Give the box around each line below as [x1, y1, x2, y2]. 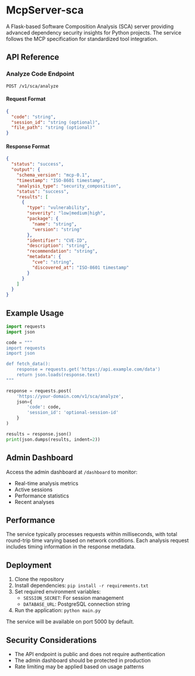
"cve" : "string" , [32, 259, 75, 265]
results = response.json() [6, 431, 72, 437]
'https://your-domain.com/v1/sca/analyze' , [16, 393, 124, 399]
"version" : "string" [32, 227, 82, 232]
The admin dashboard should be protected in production [14, 657, 151, 664]
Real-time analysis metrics [14, 479, 79, 486]
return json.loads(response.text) [16, 372, 100, 378]
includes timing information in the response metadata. [6, 543, 136, 550]
